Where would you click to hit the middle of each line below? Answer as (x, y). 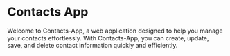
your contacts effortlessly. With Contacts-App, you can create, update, (108, 38)
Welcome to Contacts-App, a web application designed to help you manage (115, 31)
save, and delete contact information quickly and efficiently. (92, 45)
